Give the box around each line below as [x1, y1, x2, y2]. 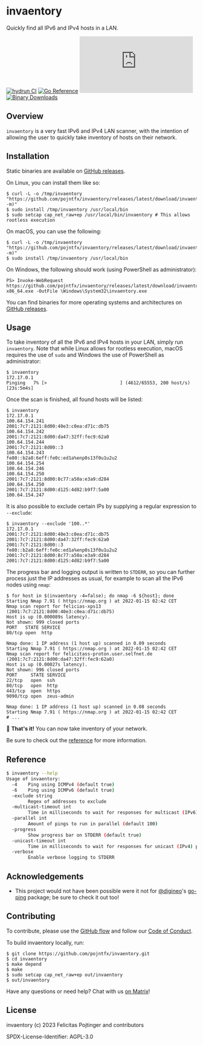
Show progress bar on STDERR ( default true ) [28, 832, 142, 838]
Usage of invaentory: [6, 776, 61, 782]
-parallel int [11, 815, 47, 822]
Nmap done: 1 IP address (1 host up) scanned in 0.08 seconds [6, 704, 166, 710]
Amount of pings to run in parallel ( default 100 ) [28, 821, 158, 827]
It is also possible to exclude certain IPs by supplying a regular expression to [6, 503, 197, 510]
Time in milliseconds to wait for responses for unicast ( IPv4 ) [28, 843, 193, 849]
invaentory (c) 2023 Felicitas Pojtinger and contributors [6, 1021, 144, 1028]
